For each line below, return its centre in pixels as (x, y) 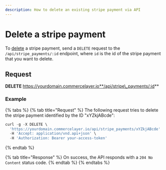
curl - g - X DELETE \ (27, 124)
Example (16, 99)
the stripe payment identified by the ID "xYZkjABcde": (60, 115)
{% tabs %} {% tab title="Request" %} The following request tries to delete (82, 110)
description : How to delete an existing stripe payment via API (73, 10)
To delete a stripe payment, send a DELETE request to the (63, 48)
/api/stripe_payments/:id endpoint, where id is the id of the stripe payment (83, 53)
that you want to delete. (29, 59)
